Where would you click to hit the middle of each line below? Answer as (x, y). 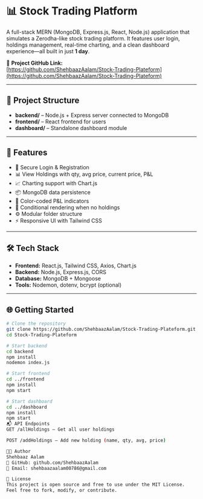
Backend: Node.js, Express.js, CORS (61, 272)
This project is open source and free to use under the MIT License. (96, 485)
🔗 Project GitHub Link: (34, 63)
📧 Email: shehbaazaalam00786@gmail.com (56, 468)
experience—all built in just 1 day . (48, 51)
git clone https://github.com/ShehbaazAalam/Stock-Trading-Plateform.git (101, 330)
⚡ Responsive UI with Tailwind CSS (59, 220)
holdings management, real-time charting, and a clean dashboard (88, 45)
